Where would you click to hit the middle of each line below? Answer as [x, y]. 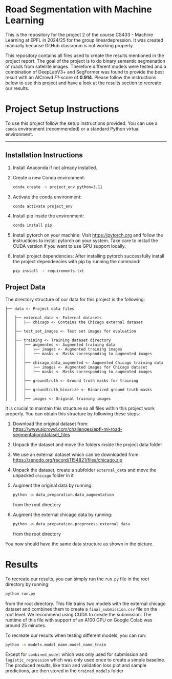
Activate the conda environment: [47, 197]
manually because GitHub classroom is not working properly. [70, 45]
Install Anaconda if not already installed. [55, 168]
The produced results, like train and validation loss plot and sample [76, 665]
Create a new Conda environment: [49, 177]
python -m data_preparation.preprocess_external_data [71, 524]
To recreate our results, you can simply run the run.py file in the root [77, 579]
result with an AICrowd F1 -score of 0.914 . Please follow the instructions [81, 77]
